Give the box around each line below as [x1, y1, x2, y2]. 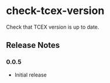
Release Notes [6, 40, 60, 50]
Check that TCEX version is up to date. [6, 23, 99, 30]
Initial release [14, 71, 47, 78]
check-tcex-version [6, 4, 105, 18]
